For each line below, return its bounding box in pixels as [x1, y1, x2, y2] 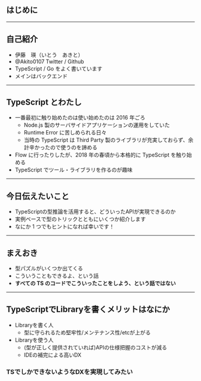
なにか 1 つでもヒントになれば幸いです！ [14, 223, 115, 231]
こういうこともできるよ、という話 [14, 272, 99, 279]
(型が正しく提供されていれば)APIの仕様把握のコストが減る [23, 343, 167, 351]
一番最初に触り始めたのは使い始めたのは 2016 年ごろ [14, 114, 145, 121]
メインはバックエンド [14, 72, 68, 79]
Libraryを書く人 [14, 321, 54, 328]
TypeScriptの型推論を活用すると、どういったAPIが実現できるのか [14, 208, 176, 216]
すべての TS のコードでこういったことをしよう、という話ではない [14, 279, 176, 287]
